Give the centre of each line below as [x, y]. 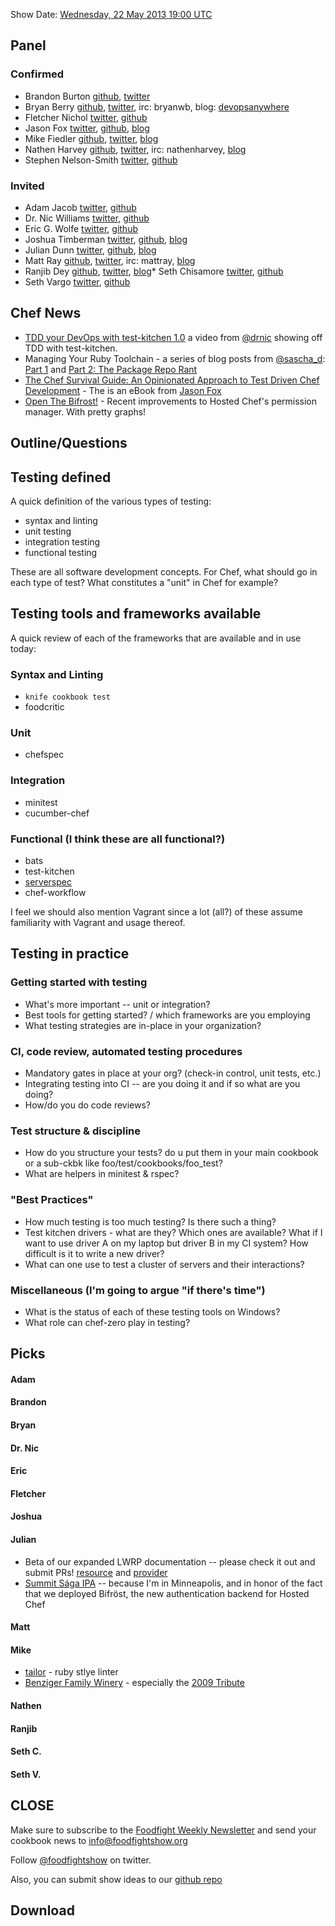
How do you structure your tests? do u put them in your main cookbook [171, 1153]
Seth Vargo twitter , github [77, 281]
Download [42, 1910]
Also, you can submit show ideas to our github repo [116, 1879]
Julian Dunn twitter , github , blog [90, 250]
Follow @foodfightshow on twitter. [81, 1860]
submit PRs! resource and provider [96, 1572]
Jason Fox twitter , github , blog [87, 128]
